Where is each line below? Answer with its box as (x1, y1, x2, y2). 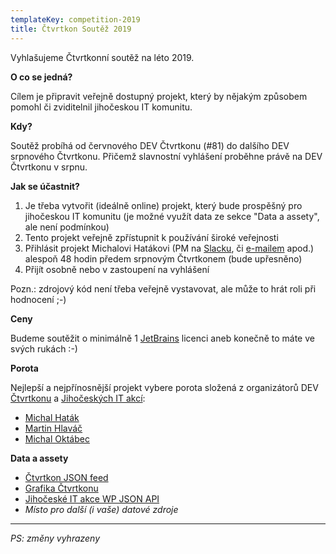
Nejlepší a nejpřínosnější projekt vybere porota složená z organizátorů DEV (10, 381, 319, 393)
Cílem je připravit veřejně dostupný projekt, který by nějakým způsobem (10, 90, 308, 102)
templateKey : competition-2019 (10, 14, 141, 25)
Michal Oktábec (24, 432, 90, 445)
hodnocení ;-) (10, 293, 67, 305)
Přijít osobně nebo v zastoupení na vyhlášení (24, 263, 210, 275)
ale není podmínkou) (24, 221, 110, 233)
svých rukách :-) (10, 342, 78, 355)
